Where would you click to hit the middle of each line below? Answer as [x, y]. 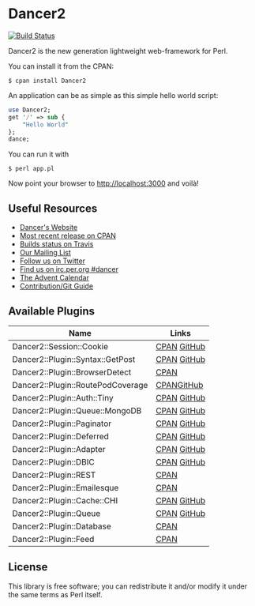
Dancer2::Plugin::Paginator [62, 423]
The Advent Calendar [54, 278]
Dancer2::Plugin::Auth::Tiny [63, 397]
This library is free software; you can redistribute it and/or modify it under [128, 586]
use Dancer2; [30, 110]
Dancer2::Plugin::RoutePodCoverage [80, 385]
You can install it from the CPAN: [61, 66]
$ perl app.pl [32, 169]
